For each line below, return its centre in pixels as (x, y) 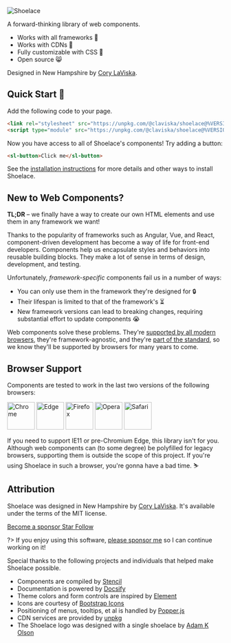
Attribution (31, 489)
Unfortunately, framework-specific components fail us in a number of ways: (114, 277)
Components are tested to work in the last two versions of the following (108, 386)
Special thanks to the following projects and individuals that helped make (111, 560)
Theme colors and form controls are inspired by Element (97, 595)
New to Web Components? (66, 198)
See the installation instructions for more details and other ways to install (110, 169)
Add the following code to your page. (60, 111)
